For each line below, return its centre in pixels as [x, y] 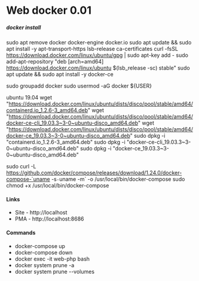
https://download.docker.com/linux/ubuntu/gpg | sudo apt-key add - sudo [97, 55]
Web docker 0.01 [49, 10]
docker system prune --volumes [54, 271]
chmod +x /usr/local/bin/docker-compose [58, 186]
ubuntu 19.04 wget [29, 98]
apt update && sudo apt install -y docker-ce [60, 74]
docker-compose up [40, 246]
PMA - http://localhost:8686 [50, 219]
